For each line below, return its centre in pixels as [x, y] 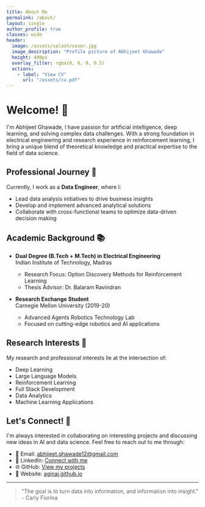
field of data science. [33, 153]
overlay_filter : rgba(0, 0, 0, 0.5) [58, 63]
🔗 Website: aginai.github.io [49, 474]
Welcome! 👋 [38, 110]
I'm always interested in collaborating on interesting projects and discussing [102, 436]
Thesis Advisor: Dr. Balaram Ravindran [72, 287]
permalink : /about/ [31, 18]
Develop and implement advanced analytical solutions [83, 205]
